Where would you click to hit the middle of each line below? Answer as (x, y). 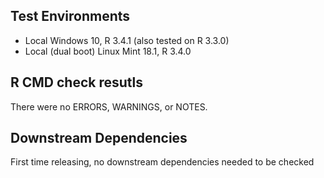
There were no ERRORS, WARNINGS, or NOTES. (109, 106)
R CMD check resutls (77, 82)
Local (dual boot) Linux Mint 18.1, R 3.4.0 (108, 51)
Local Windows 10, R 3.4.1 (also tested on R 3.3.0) (127, 40)
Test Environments (70, 16)
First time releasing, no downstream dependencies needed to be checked (162, 162)
